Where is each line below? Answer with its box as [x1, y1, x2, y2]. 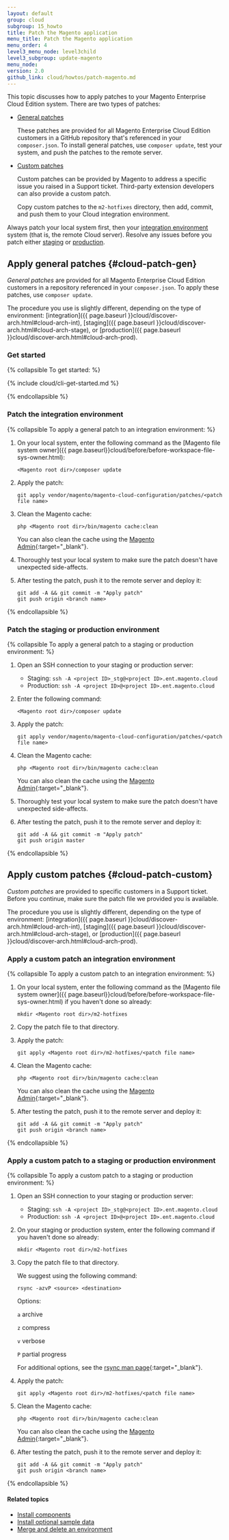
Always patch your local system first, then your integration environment [7, 224, 208, 232]
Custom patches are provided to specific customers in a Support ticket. [7, 887, 208, 896]
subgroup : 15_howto [7, 23, 63, 30]
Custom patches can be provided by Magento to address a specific [16, 175, 207, 183]
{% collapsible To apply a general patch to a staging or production [7, 640, 193, 649]
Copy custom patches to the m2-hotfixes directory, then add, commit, [16, 203, 214, 211]
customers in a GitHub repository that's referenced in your [16, 134, 182, 142]
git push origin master [16, 837, 85, 844]
